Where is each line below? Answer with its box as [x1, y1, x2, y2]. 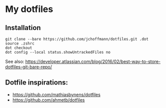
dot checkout [5, 45, 32, 50]
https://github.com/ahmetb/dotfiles [12, 96, 85, 103]
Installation [5, 23, 41, 32]
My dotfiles [5, 3, 53, 15]
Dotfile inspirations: [5, 78, 68, 87]
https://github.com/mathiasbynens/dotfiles [12, 91, 101, 97]
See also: [5, 58, 24, 64]
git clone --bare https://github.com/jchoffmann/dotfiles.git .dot [5, 36, 149, 41]
